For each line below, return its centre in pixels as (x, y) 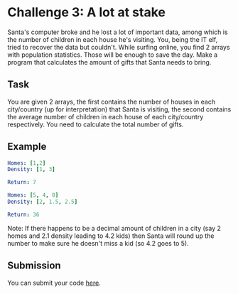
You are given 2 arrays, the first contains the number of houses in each (111, 102)
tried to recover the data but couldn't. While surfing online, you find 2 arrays (119, 47)
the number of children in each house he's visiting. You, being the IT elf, (113, 39)
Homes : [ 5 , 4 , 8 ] (33, 195)
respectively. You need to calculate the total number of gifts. (96, 124)
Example (27, 147)
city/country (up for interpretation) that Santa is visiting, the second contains (119, 109)
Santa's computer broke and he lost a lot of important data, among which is (118, 32)
